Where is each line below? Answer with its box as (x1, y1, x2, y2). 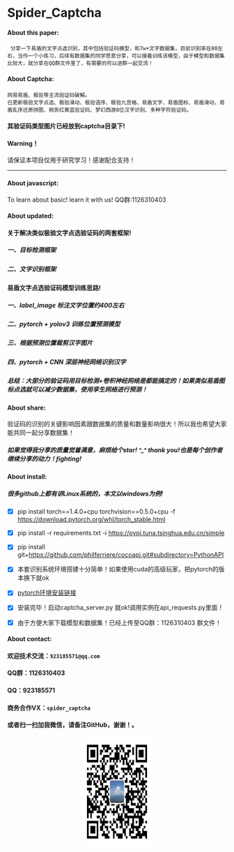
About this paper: (7, 28, 59, 36)
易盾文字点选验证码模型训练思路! (7, 284, 101, 292)
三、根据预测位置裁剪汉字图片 (7, 338, 93, 347)
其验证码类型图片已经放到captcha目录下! (7, 122, 125, 130)
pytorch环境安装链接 (17, 588, 77, 597)
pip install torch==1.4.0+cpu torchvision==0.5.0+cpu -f (17, 507, 175, 516)
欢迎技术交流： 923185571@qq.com (7, 651, 100, 660)
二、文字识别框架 (7, 264, 56, 273)
